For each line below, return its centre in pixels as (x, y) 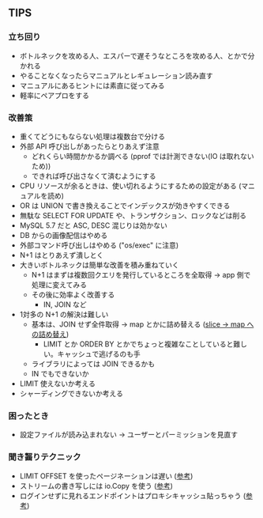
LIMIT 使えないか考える (58, 384)
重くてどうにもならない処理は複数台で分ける (92, 136)
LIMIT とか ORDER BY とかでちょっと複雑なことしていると (138, 344)
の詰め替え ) (50, 334)
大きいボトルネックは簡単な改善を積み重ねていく (99, 265)
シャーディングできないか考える (71, 393)
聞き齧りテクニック (45, 457)
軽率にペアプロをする (54, 95)
